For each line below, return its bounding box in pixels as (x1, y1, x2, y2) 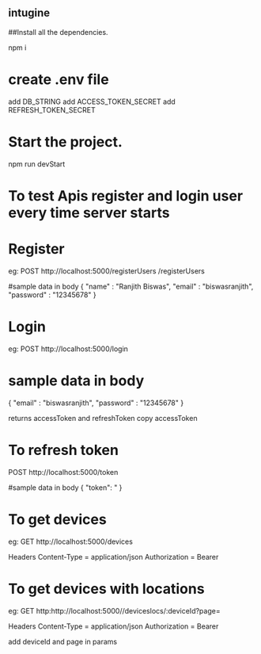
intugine (8, 6, 51, 20)
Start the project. (8, 132, 123, 151)
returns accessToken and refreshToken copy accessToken (8, 413, 198, 423)
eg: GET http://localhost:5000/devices (8, 537, 133, 546)
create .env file (8, 71, 109, 88)
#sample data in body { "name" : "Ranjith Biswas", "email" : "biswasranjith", (8, 281, 254, 291)
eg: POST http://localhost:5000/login (8, 344, 129, 354)
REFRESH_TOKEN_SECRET (8, 105, 96, 114)
